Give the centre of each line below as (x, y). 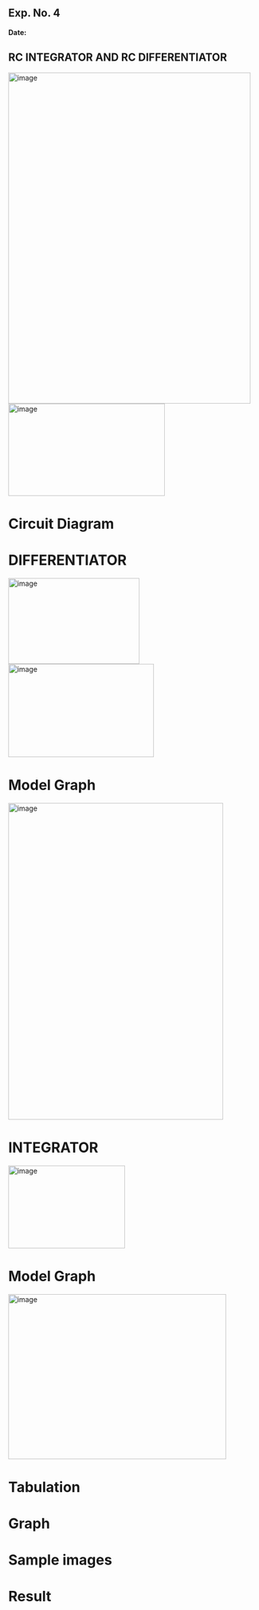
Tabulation (45, 1487)
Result (30, 1597)
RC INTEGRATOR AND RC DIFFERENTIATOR (118, 58)
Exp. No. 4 (34, 13)
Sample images (61, 1560)
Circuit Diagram (61, 524)
